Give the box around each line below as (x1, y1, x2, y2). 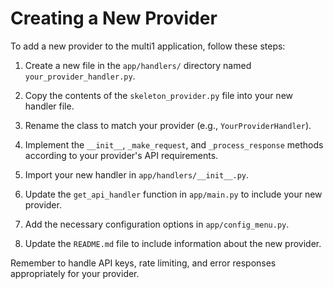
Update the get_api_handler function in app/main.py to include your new (24, 188, 323, 200)
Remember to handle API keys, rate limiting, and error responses (10, 257, 277, 269)
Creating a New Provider (10, 7, 218, 30)
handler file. (24, 100, 75, 112)
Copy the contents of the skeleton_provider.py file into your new (24, 89, 294, 101)
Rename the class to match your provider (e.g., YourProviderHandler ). (24, 119, 312, 131)
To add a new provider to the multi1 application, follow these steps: (10, 40, 286, 52)
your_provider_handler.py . (24, 70, 136, 82)
